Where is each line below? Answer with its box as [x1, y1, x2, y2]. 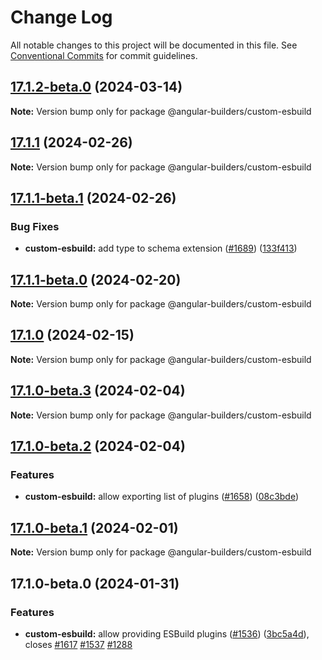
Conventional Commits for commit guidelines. [10, 49, 198, 61]
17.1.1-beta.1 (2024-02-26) [10, 189, 177, 206]
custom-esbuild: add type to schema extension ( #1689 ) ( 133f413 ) [24, 242, 298, 255]
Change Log [10, 6, 113, 29]
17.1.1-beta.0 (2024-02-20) [10, 271, 182, 288]
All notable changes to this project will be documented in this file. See [10, 39, 298, 51]
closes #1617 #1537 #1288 [24, 638, 133, 650]
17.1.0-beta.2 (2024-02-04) [10, 438, 186, 455]
